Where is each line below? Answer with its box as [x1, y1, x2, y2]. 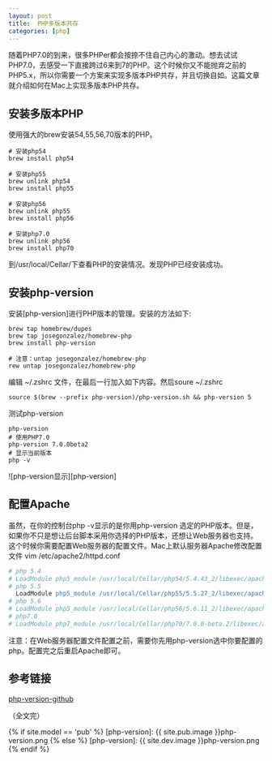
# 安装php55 [8, 170, 46, 178]
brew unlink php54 [8, 178, 70, 186]
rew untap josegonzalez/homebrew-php [8, 362, 136, 370]
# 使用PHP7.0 [8, 433, 50, 441]
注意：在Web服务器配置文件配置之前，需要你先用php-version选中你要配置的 [8, 635, 263, 645]
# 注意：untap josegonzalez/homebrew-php [8, 355, 147, 363]
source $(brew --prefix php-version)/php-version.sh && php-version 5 [8, 393, 252, 402]
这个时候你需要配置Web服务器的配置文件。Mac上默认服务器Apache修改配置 [8, 540, 262, 550]
